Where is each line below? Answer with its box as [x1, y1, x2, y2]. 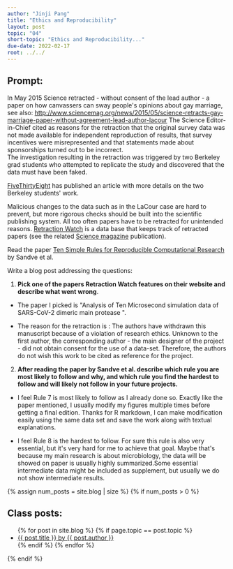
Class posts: [7, 508, 63, 519]
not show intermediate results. [17, 473, 105, 482]
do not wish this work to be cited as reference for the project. [17, 351, 194, 360]
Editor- [206, 116, 227, 124]
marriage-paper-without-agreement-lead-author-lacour [7, 116, 167, 124]
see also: [7, 108, 33, 117]
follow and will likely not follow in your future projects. [17, 380, 178, 388]
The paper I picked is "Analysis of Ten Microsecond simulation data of [17, 301, 219, 309]
